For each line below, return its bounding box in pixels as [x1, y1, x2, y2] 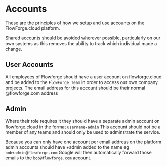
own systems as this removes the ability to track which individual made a [5, 40, 157, 46]
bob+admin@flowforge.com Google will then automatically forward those [5, 149, 152, 155]
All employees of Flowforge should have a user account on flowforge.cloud [5, 74, 162, 80]
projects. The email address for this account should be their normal [5, 85, 146, 91]
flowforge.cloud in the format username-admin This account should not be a [5, 123, 161, 130]
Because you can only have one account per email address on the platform [5, 139, 162, 145]
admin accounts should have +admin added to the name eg [5, 144, 129, 150]
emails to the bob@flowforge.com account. [5, 155, 92, 161]
